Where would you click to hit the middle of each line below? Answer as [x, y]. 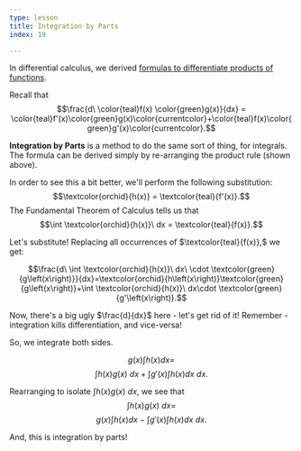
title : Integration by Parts [64, 26]
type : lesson [34, 18]
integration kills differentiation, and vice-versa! [96, 325]
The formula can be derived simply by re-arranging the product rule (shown [150, 155]
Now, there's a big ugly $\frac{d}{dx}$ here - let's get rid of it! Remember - [149, 316]
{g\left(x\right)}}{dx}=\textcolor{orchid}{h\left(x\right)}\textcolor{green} [151, 279]
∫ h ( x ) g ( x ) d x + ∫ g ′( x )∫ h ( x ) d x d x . [151, 374]
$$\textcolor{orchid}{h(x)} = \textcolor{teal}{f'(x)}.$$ [151, 197]
